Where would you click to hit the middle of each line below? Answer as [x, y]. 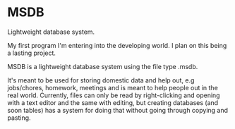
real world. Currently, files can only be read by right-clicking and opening [114, 95]
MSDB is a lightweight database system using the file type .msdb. [103, 66]
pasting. [19, 118]
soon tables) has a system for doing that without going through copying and [117, 110]
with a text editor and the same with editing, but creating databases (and [113, 102]
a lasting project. [32, 53]
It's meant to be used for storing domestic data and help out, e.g [101, 80]
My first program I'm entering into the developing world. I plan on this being [117, 45]
